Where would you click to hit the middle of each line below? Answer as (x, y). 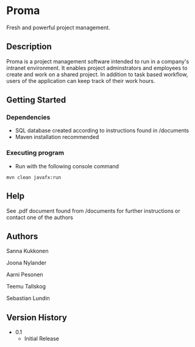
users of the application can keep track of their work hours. (81, 80)
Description (29, 47)
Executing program (35, 153)
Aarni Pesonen (25, 274)
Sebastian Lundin (28, 298)
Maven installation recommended (57, 137)
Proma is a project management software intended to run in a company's (98, 61)
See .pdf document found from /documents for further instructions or (94, 210)
